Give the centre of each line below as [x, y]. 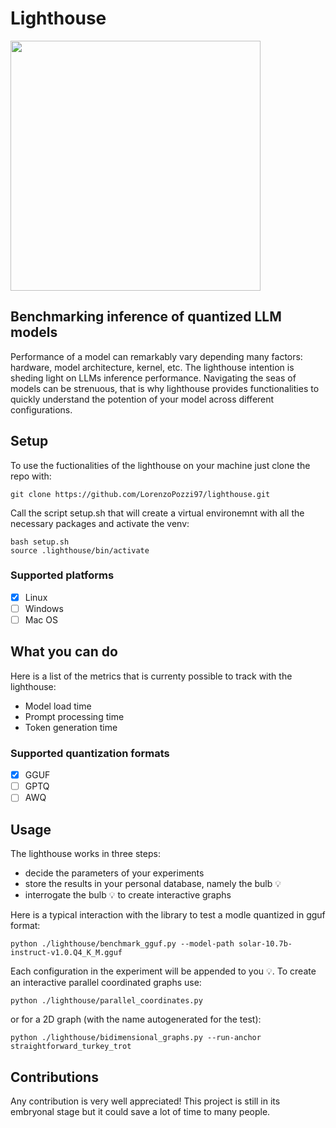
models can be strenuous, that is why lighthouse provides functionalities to [165, 388]
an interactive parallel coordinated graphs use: [106, 983]
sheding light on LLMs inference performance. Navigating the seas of [153, 378]
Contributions [54, 1077]
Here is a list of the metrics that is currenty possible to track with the [151, 676]
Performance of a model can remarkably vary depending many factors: [156, 356]
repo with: [31, 476]
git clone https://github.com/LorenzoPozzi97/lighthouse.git [140, 494]
